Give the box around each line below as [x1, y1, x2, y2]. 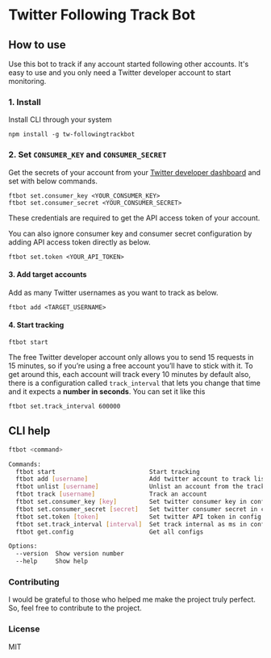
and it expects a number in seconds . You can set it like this [8, 387, 206, 396]
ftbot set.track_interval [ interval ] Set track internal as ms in [15, 520, 248, 528]
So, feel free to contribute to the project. [8, 603, 143, 613]
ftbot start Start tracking [15, 467, 200, 476]
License [8, 623, 40, 635]
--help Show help [15, 557, 89, 566]
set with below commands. [8, 176, 98, 186]
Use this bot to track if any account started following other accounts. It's [8, 59, 249, 69]
